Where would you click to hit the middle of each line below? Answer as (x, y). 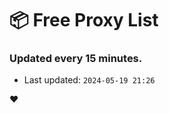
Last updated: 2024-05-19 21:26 (89, 80)
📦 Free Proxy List (84, 20)
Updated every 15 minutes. (76, 59)
